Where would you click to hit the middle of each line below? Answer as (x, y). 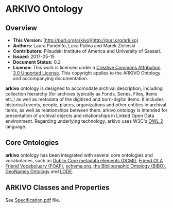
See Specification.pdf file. (33, 200)
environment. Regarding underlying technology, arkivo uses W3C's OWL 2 (84, 121)
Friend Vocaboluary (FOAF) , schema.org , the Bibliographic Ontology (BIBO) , (86, 166)
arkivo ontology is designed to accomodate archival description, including (84, 88)
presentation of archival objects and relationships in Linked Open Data (80, 116)
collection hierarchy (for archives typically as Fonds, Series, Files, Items (82, 94)
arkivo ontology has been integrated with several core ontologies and (79, 155)
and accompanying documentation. (50, 78)
